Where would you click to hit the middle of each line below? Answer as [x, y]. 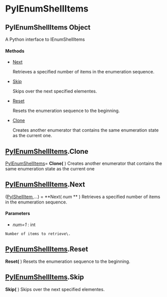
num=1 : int [24, 225]
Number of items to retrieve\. [38, 234]
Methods [15, 51]
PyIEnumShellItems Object [48, 27]
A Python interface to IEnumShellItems [45, 39]
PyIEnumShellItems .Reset [47, 249]
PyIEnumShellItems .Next [45, 185]
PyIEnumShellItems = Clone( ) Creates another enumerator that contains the [84, 163]
